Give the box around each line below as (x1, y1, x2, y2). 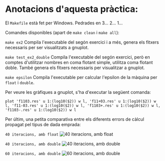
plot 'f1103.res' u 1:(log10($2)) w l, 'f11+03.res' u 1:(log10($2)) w (5, 98, 156, 104)
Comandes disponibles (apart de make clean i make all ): (5, 29, 120, 35)
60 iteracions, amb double (5, 151, 61, 156)
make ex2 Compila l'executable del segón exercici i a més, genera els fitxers (5, 39, 160, 45)
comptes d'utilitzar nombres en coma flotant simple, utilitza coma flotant (5, 59, 153, 65)
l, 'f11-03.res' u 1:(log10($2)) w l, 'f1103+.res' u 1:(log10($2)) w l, (5, 103, 161, 108)
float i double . (5, 80, 35, 85)
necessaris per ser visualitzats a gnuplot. (5, 44, 89, 50)
